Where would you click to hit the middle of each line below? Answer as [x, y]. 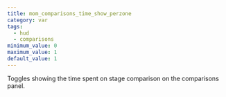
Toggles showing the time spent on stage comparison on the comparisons [113, 78]
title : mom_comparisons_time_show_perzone [69, 14]
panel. [16, 86]
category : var [28, 20]
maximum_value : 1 [32, 53]
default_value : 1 [32, 59]
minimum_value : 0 [32, 46]
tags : [15, 26]
